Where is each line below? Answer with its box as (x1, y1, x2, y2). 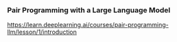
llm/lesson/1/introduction (7, 28, 78, 36)
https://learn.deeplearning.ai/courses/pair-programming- (7, 21, 169, 29)
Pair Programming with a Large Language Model (7, 5, 171, 15)
